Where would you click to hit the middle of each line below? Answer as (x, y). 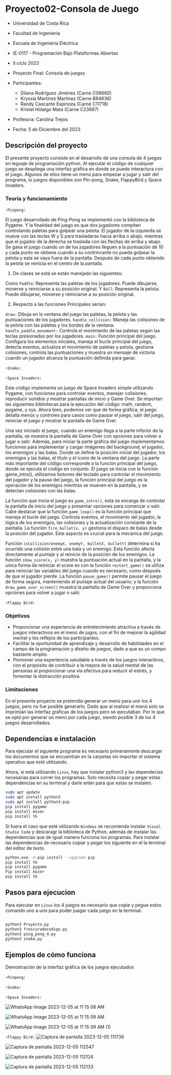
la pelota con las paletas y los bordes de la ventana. (60, 325)
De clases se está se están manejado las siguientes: (68, 274)
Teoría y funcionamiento (36, 199)
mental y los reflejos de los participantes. (56, 638)
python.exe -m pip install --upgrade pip (50, 857)
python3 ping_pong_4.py (31, 934)
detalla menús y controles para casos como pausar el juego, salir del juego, (85, 415)
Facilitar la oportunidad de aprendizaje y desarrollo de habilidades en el (88, 643)
